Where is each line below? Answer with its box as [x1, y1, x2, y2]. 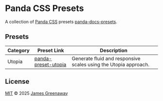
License [5, 77, 30, 86]
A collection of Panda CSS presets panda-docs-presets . [5, 19, 117, 25]
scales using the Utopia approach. [71, 61, 149, 68]
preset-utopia [34, 61, 66, 68]
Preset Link [37, 47, 64, 53]
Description [99, 47, 128, 53]
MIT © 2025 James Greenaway [5, 90, 68, 96]
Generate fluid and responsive [71, 55, 141, 62]
